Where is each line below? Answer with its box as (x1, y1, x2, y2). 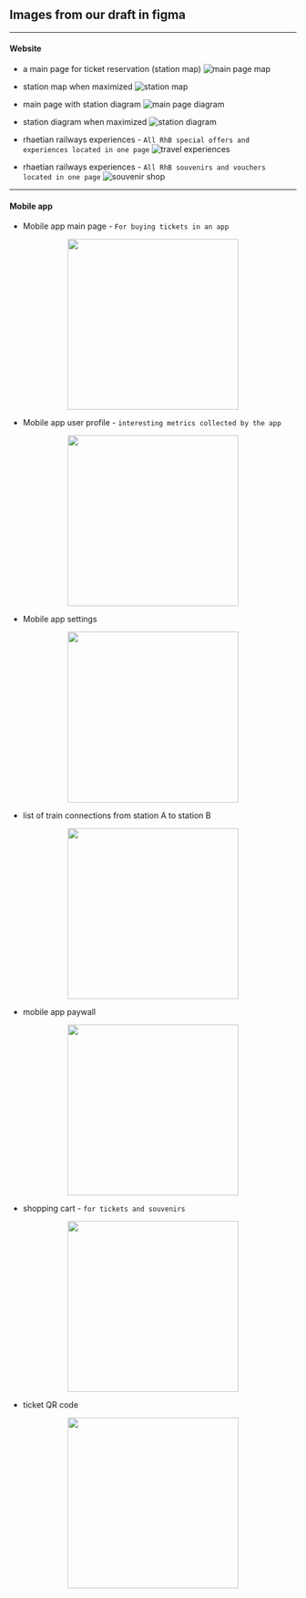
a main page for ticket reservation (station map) (22, 64, 202, 75)
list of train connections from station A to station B (22, 810, 211, 821)
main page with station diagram (22, 99, 141, 110)
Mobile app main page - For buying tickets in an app (22, 220, 229, 231)
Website (9, 43, 42, 54)
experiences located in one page (22, 146, 150, 155)
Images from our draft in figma (9, 7, 187, 23)
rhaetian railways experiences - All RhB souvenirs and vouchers (22, 161, 266, 172)
